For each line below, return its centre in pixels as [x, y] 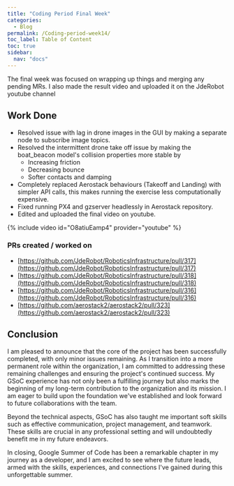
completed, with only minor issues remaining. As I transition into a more [110, 358]
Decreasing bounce [56, 169]
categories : [24, 20]
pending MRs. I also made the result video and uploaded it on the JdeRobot [116, 86]
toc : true [22, 46]
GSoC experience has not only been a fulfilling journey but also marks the [113, 381]
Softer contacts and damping [70, 177]
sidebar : [20, 53]
